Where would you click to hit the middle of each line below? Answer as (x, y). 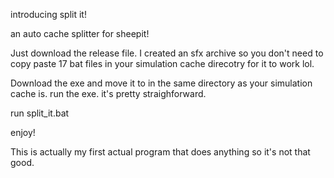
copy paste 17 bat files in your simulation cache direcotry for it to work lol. (162, 63)
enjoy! (23, 132)
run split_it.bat (40, 113)
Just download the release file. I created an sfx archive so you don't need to (167, 53)
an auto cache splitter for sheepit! (80, 33)
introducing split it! (48, 14)
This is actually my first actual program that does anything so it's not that (160, 152)
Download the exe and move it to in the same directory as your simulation (161, 83)
